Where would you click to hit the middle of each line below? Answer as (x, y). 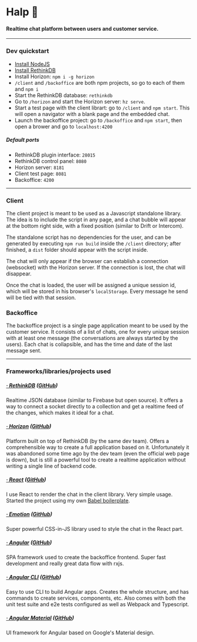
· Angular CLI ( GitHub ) (34, 577)
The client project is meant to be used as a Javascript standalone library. (94, 213)
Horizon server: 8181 (39, 167)
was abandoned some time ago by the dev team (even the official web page (98, 454)
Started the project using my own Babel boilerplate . (68, 501)
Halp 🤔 (22, 12)
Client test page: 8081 (40, 174)
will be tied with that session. (41, 297)
